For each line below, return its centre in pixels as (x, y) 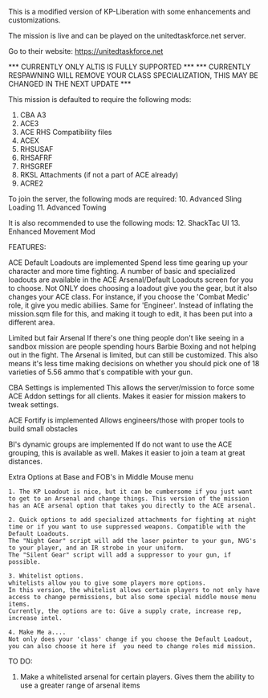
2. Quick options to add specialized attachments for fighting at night (132, 520)
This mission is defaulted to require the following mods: (100, 99)
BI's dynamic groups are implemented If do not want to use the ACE (120, 444)
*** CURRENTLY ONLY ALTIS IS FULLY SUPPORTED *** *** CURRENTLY (130, 67)
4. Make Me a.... (37, 632)
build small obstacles (43, 429)
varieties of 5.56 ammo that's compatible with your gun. (101, 372)
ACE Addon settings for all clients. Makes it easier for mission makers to (127, 396)
